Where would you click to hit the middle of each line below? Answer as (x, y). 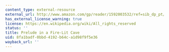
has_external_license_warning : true (44, 19)
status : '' (17, 28)
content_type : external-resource (40, 10)
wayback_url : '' (22, 42)
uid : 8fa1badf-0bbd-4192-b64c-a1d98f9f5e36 (52, 38)
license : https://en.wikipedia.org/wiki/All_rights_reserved (71, 24)
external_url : (20, 14)
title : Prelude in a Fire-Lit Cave (43, 33)
